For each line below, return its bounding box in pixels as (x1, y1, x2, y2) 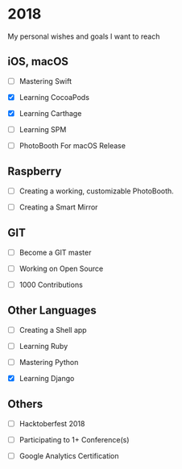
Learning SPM (19, 124, 67, 134)
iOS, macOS (7, 55, 69, 68)
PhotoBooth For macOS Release (19, 141, 126, 150)
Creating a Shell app (19, 325, 87, 334)
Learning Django (19, 374, 75, 383)
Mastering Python (19, 357, 79, 367)
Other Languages (7, 304, 97, 318)
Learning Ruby (19, 341, 68, 351)
